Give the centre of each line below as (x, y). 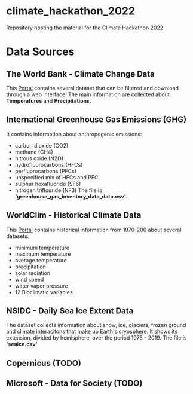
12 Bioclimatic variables (44, 292)
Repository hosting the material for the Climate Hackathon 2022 (85, 28)
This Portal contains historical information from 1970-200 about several (94, 230)
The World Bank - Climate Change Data (81, 74)
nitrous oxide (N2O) (39, 158)
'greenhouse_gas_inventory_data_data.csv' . (71, 196)
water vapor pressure (41, 286)
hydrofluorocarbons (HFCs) (49, 164)
